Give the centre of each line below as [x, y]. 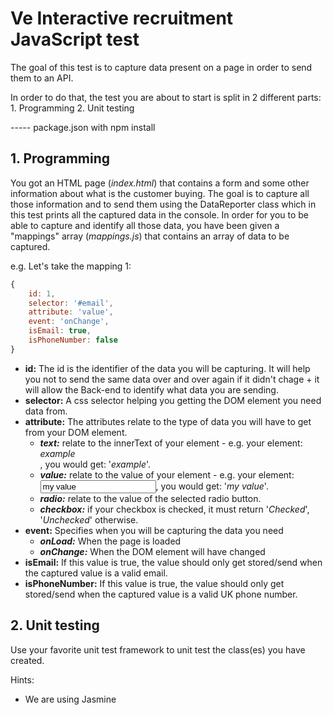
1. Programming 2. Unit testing [72, 108]
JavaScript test [75, 39]
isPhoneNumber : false [73, 340]
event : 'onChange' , [69, 322]
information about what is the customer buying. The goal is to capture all [160, 193]
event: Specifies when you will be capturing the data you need [154, 530]
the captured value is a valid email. [96, 573]
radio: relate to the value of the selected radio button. [150, 498]
